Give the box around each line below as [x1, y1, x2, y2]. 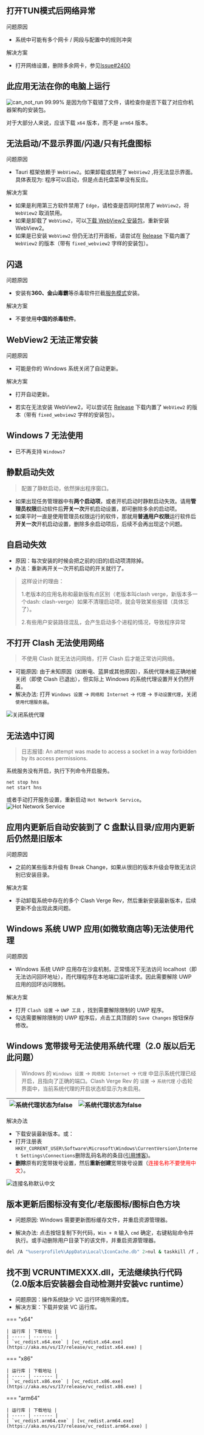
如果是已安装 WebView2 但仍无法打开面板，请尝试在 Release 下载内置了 [15, 232, 191, 240]
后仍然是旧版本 [6, 833, 63, 843]
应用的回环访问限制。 [15, 981, 69, 988]
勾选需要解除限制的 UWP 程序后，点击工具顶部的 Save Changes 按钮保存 [15, 1014, 194, 1021]
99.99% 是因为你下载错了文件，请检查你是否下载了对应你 [44, 98, 188, 106]
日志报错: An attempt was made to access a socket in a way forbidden [21, 748, 197, 755]
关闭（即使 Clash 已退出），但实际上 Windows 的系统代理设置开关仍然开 [15, 675, 194, 683]
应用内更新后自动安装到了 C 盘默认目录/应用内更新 [6, 822, 195, 832]
